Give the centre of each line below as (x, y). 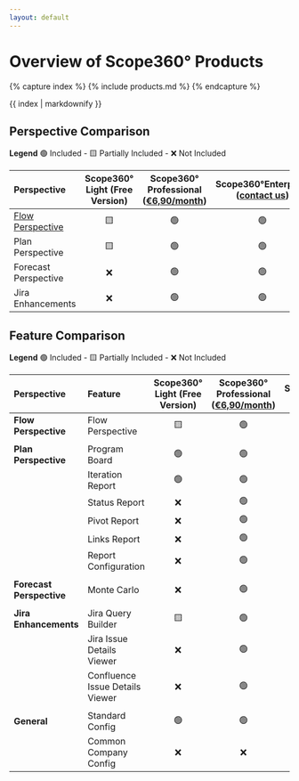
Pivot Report (113, 520)
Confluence (112, 676)
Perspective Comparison (80, 131)
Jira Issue (108, 639)
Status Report (116, 502)
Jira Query (109, 614)
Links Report (114, 539)
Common (107, 742)
